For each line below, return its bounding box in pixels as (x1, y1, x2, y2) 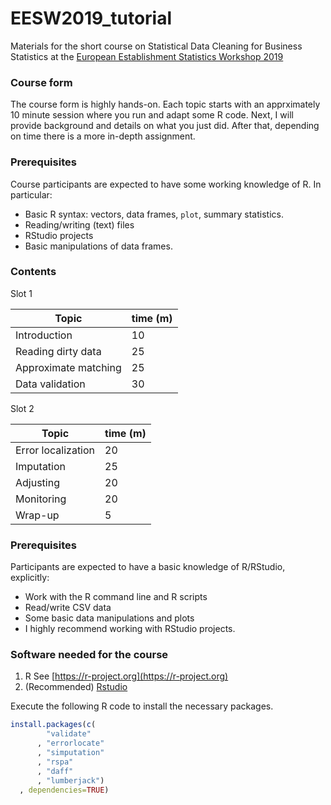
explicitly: (10, 572, 50, 584)
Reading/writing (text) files (24, 218, 135, 231)
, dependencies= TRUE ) (19, 785, 110, 795)
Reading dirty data (15, 344, 102, 358)
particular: (10, 188, 53, 201)
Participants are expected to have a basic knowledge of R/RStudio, (10, 561, 286, 573)
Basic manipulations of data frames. (24, 240, 173, 252)
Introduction (15, 328, 73, 342)
